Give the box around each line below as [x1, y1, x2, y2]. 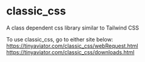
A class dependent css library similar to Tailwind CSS [6, 24, 140, 31]
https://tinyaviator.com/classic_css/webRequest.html [6, 42, 138, 49]
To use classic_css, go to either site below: [6, 36, 113, 43]
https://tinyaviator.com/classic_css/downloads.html [6, 48, 135, 55]
